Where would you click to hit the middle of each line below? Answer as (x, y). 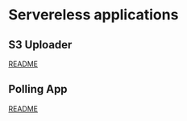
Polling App (38, 89)
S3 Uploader (40, 45)
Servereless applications (93, 15)
